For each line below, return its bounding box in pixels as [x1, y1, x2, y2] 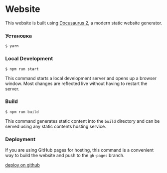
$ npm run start [5, 66, 39, 72]
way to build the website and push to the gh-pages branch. [5, 153, 125, 159]
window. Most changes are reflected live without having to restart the [5, 81, 148, 86]
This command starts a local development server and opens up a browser [5, 75, 157, 81]
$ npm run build [5, 109, 39, 114]
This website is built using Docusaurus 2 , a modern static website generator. [5, 20, 163, 26]
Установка [5, 32, 32, 39]
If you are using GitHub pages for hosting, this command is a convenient [5, 147, 154, 153]
